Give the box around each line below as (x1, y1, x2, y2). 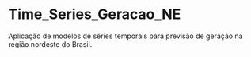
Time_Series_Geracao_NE (8, 5, 181, 23)
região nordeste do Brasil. (8, 39, 93, 48)
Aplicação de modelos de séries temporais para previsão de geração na (8, 31, 243, 41)
